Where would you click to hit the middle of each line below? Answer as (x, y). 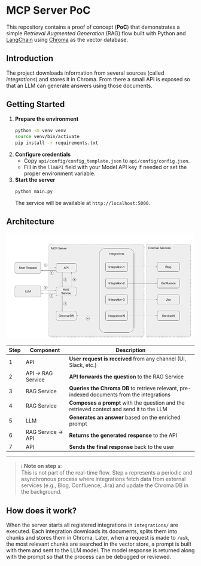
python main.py (34, 192)
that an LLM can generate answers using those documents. (79, 85)
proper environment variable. (60, 173)
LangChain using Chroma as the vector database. (67, 39)
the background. (41, 492)
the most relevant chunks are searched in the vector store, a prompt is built (99, 544)
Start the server (35, 180)
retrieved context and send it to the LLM (118, 409)
